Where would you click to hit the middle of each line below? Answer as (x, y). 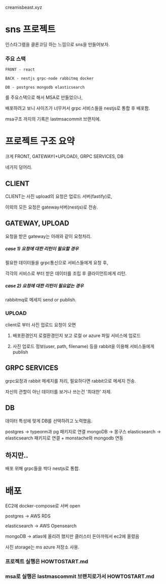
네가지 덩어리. (19, 167)
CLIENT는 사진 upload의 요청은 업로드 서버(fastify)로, (59, 196)
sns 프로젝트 (30, 29)
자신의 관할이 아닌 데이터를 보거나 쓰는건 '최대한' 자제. (59, 391)
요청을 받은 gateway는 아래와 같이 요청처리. (49, 236)
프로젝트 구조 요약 (40, 141)
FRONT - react (20, 70)
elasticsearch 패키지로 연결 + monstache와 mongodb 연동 (64, 438)
